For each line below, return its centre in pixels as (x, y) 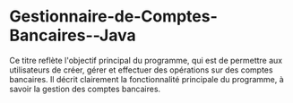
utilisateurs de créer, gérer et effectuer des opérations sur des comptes (141, 70)
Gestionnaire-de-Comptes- (113, 17)
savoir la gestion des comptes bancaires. (85, 89)
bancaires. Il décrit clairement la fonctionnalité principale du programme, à (146, 79)
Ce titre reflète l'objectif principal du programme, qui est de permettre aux (146, 60)
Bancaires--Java (73, 35)
